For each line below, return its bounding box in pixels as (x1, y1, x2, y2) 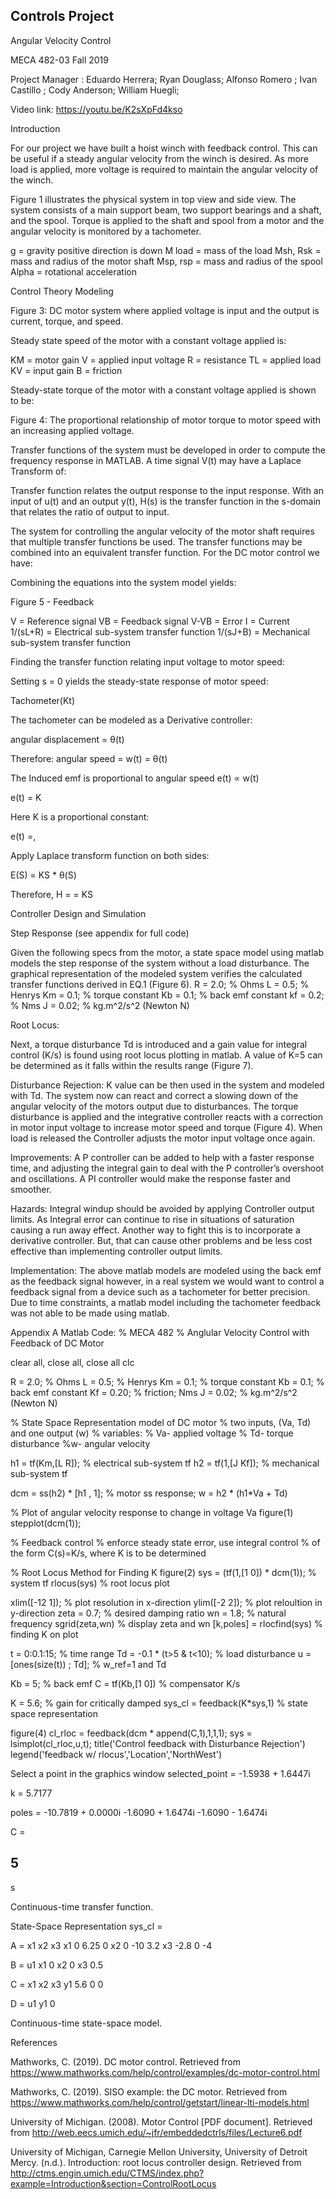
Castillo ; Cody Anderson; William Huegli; (10, 84, 180, 96)
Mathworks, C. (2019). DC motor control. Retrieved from (10, 2055, 242, 2068)
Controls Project (10, 8, 115, 25)
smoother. (10, 1183, 52, 1195)
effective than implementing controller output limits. (10, 1245, 223, 1257)
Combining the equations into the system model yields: (10, 576, 237, 588)
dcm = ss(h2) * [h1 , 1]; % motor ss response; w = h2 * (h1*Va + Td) (10, 1487, 288, 1499)
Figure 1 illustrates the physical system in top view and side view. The (10, 193, 297, 205)
